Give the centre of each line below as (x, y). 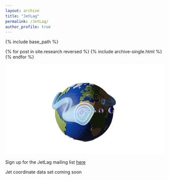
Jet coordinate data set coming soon (44, 172)
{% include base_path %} (32, 42)
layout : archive (22, 11)
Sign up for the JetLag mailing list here (46, 162)
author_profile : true (28, 27)
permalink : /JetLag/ (27, 21)
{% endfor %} (20, 57)
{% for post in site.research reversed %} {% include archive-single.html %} (84, 52)
